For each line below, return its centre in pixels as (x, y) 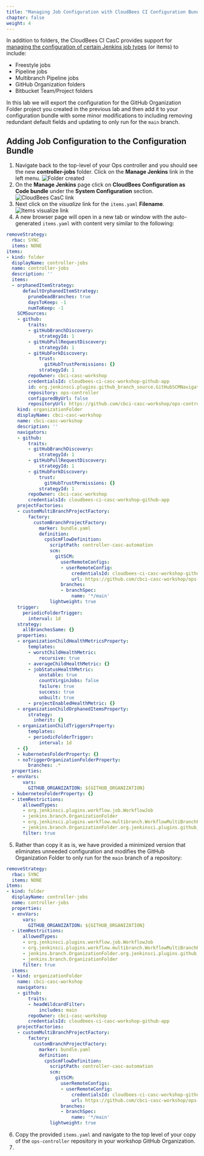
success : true (56, 692)
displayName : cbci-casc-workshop (59, 416)
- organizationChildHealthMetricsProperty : (73, 641)
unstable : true (58, 675)
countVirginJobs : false (69, 681)
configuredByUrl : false (58, 398)
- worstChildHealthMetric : (62, 652)
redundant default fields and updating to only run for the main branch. (93, 122)
